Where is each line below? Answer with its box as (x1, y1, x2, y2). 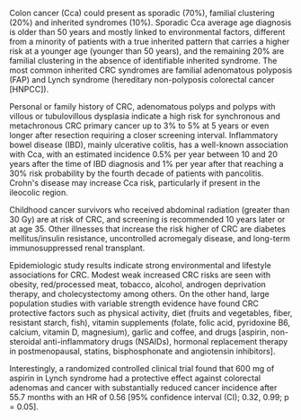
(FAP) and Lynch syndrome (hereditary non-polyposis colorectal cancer (9, 74, 275, 84)
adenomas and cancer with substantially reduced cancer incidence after (9, 382, 278, 393)
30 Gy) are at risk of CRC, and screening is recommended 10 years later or (9, 214, 286, 224)
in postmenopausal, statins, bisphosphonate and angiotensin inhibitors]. (9, 346, 276, 356)
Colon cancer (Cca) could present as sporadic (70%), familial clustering (9, 8, 276, 18)
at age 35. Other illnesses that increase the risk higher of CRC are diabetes (9, 223, 287, 234)
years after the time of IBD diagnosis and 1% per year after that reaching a (9, 159, 284, 169)
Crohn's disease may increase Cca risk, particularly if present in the (9, 178, 261, 188)
